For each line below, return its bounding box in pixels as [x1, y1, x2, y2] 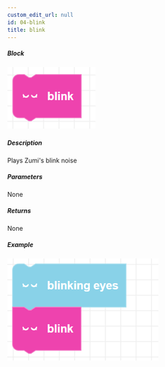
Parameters [7, 172, 43, 181]
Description [7, 138, 43, 147]
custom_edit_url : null [7, 11, 74, 18]
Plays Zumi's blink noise [7, 156, 77, 165]
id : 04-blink [7, 18, 46, 26]
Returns [7, 206, 32, 215]
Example [7, 240, 34, 248]
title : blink [7, 26, 46, 33]
